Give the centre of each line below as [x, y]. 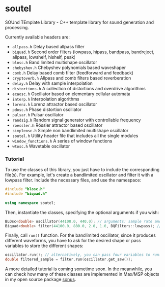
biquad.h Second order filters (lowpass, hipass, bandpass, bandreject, [83, 52]
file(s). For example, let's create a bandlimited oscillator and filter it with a [79, 175]
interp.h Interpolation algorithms [46, 99]
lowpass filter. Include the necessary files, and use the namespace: [73, 180]
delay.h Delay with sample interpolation [52, 83]
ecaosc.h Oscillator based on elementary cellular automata [71, 94]
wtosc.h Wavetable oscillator [41, 146]
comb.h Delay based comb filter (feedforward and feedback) [73, 72]
